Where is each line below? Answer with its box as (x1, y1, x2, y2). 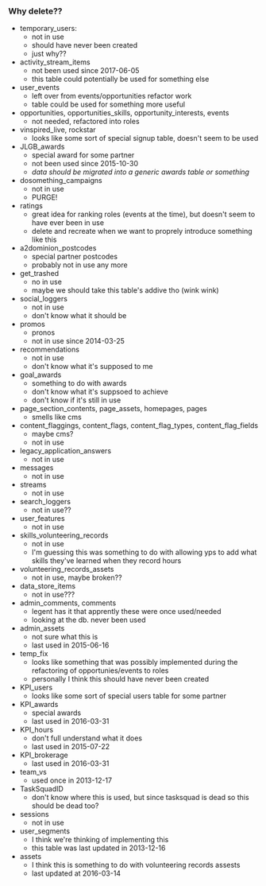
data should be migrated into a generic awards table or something (31, 167, 250, 177)
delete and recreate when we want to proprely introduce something (31, 227, 253, 236)
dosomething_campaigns (19, 176, 102, 185)
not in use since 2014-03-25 (31, 336, 125, 346)
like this (31, 235, 57, 244)
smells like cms (31, 412, 82, 422)
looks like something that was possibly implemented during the (31, 658, 238, 667)
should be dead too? (31, 801, 99, 810)
